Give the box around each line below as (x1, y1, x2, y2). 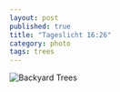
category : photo (9, 38, 71, 48)
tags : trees (9, 47, 55, 56)
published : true (9, 22, 71, 31)
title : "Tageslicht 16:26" (9, 30, 112, 39)
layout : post (9, 13, 59, 23)
